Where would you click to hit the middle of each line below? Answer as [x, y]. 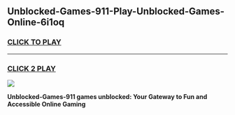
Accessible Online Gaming [47, 104]
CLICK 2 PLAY [31, 68]
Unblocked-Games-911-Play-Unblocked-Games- [116, 11]
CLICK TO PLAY [34, 43]
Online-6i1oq [36, 23]
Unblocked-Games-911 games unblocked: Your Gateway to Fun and [107, 96]
